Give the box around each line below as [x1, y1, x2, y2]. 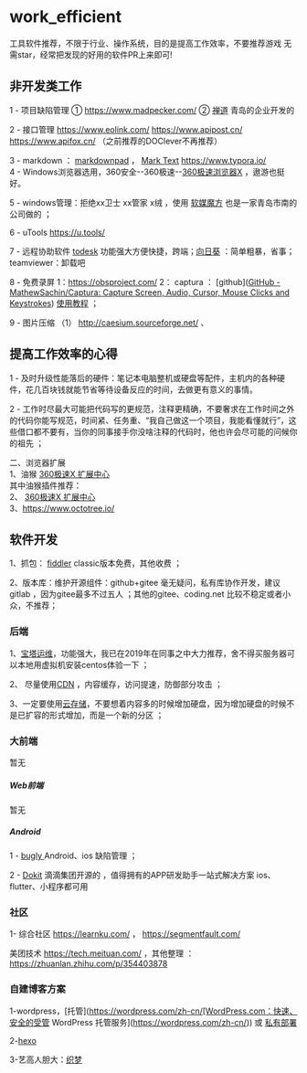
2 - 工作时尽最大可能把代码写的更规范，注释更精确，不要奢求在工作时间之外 [9, 403, 295, 414]
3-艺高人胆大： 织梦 [9, 1054, 83, 1065]
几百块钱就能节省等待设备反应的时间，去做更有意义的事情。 [33, 384, 258, 395]
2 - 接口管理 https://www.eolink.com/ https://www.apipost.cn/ [9, 123, 243, 134]
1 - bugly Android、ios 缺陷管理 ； [9, 850, 138, 861]
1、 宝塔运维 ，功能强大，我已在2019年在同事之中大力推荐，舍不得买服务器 [9, 647, 288, 659]
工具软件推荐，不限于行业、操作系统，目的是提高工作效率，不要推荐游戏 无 [9, 37, 292, 48]
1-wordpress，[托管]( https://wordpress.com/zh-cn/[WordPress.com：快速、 [9, 1005, 298, 1016]
